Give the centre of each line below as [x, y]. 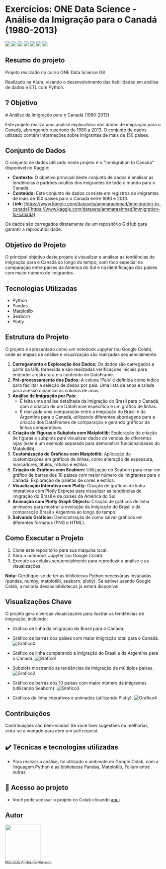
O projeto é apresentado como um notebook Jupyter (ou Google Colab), [79, 349]
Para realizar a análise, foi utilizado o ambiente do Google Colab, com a [85, 762]
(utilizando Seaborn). [34, 688]
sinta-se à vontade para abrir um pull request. [52, 731]
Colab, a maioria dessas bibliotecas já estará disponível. [63, 586]
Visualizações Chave [39, 602]
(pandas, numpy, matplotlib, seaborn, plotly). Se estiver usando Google [78, 581]
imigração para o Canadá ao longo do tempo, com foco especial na [74, 262]
